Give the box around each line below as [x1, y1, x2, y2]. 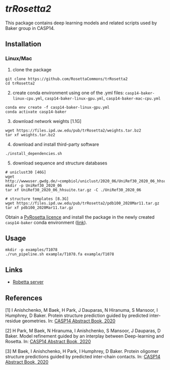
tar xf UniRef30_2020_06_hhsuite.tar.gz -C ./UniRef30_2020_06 [5, 187, 142, 192]
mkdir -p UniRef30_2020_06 [5, 183, 62, 188]
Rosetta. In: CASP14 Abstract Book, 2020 [5, 339, 91, 345]
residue [5, 318, 21, 324]
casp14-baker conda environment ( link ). [5, 219, 88, 225]
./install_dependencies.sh [5, 151, 62, 156]
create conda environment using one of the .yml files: [12, 90, 124, 96]
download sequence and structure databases [12, 160, 108, 166]
